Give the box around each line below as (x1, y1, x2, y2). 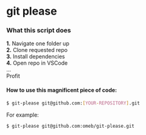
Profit (6, 72, 20, 80)
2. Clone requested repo (6, 46, 68, 54)
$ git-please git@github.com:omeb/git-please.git (6, 123, 135, 129)
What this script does (6, 26, 71, 35)
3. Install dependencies (6, 53, 65, 60)
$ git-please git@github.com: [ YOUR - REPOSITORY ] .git (6, 100, 140, 106)
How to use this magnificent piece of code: (6, 87, 117, 94)
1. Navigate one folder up (6, 40, 70, 47)
